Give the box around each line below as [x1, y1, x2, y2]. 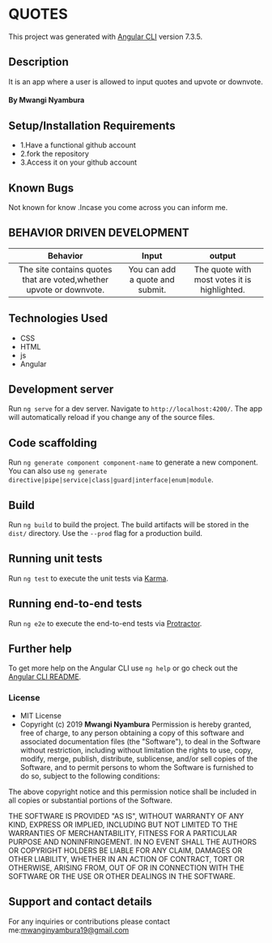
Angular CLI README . [8, 672, 82, 682]
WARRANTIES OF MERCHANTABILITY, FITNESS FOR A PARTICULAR [8, 828, 237, 838]
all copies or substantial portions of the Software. [8, 795, 172, 805]
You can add [128, 264, 176, 275]
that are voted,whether [22, 273, 109, 285]
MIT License [19, 710, 62, 720]
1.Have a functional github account [19, 140, 136, 150]
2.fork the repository [19, 149, 89, 159]
